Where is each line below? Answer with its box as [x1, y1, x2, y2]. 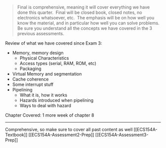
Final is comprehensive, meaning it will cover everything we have [17, 4, 150, 10]
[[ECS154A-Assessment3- [95, 132, 149, 138]
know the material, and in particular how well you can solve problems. [17, 20, 160, 26]
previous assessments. [17, 31, 64, 36]
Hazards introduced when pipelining [19, 97, 94, 103]
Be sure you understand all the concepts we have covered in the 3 [17, 25, 152, 31]
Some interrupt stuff [12, 81, 53, 87]
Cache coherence [12, 76, 49, 82]
